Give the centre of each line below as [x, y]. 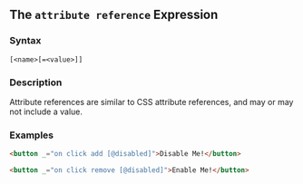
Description [36, 82]
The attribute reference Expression [114, 15]
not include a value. [46, 111]
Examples [32, 135]
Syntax [25, 41]
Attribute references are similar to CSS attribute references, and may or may [151, 102]
